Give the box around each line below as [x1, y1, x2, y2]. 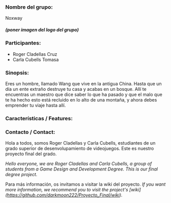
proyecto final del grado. [5, 151, 57, 157]
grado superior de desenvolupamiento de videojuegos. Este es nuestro [5, 146, 154, 152]
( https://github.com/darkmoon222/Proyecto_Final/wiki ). [5, 192, 123, 198]
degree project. [5, 172, 38, 178]
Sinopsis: [5, 69, 29, 76]
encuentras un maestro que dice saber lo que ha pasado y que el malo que [5, 91, 163, 97]
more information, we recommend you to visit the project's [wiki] [5, 187, 141, 193]
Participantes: [5, 40, 41, 47]
